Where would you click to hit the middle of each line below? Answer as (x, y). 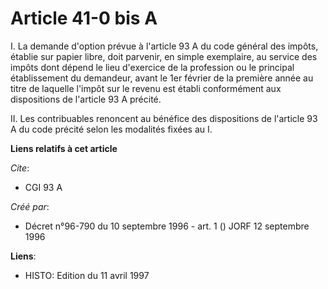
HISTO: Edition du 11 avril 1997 (87, 275)
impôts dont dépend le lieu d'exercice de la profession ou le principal (152, 67)
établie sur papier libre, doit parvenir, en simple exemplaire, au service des (164, 56)
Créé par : (30, 206)
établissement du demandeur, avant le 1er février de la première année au (162, 78)
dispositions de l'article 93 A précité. (86, 99)
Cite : (20, 168)
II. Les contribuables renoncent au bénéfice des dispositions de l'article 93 (164, 118)
